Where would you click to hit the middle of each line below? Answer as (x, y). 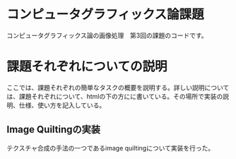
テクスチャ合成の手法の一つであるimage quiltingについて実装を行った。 (111, 148)
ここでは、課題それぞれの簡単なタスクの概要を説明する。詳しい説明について (118, 87)
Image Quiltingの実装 (53, 130)
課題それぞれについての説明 (87, 67)
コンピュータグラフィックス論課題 (105, 14)
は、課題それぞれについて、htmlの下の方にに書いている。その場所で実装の (115, 96)
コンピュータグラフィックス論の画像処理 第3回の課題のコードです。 (107, 35)
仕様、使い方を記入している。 (62, 105)
